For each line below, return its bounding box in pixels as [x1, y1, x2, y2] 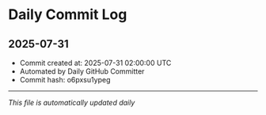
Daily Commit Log [8, 6, 127, 24]
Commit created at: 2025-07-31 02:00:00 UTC [19, 58, 172, 67]
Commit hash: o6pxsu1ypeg [19, 75, 111, 84]
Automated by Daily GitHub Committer [19, 67, 145, 76]
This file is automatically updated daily [8, 98, 135, 107]
